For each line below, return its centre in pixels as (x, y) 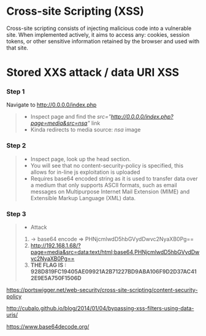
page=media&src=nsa (59, 123)
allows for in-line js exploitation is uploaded (85, 172)
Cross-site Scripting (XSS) (75, 11)
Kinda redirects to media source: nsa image (86, 130)
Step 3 (16, 214)
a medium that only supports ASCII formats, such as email (104, 185)
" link (94, 123)
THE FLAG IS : (48, 265)
